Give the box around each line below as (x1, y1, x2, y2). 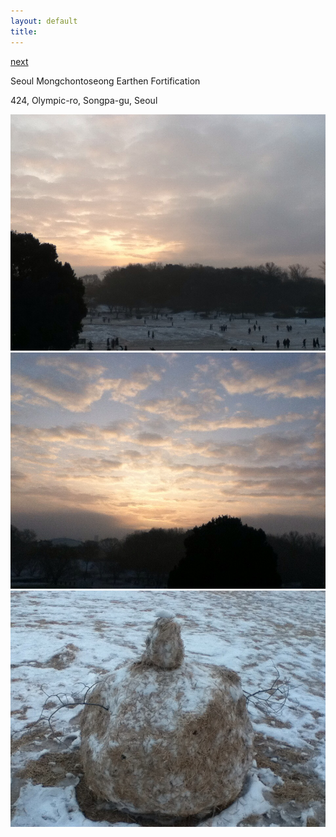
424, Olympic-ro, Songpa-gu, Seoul (10, 94, 158, 106)
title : (10, 26, 38, 37)
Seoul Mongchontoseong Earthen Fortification (10, 75, 201, 87)
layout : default (10, 16, 78, 26)
